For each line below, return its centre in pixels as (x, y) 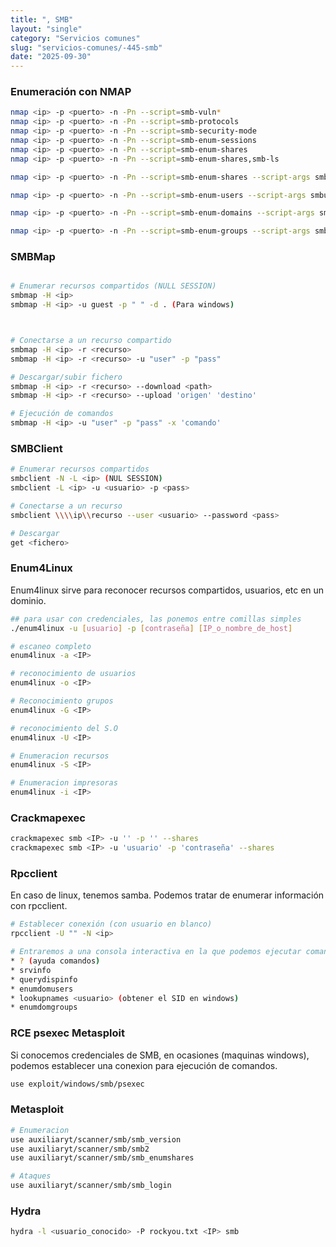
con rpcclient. (39, 906)
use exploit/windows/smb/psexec (77, 1084)
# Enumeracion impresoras (64, 783)
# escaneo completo (51, 646)
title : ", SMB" (42, 19)
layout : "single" (46, 29)
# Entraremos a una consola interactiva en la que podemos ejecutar (156, 952)
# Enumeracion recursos (60, 756)
